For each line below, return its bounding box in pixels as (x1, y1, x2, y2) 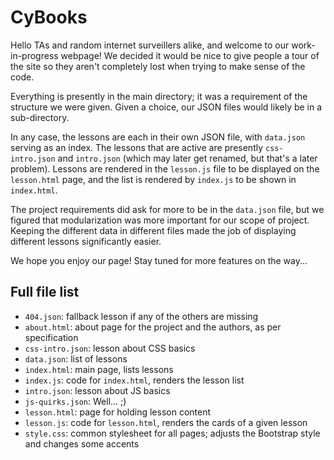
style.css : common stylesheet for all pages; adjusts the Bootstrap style (24, 427, 321, 439)
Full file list (10, 284, 80, 301)
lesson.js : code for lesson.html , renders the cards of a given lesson (24, 416, 308, 428)
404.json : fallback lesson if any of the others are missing (24, 310, 259, 322)
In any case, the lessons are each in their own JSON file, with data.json (10, 131, 306, 143)
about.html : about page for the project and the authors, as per (24, 321, 282, 333)
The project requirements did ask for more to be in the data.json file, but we (10, 203, 325, 215)
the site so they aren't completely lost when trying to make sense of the (10, 60, 306, 72)
